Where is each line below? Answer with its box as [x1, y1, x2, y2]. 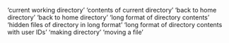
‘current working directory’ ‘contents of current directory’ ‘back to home [7, 6, 217, 14]
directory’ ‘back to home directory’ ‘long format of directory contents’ [7, 13, 210, 21]
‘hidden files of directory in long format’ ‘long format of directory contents [7, 21, 223, 28]
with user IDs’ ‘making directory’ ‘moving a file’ [7, 28, 143, 36]
